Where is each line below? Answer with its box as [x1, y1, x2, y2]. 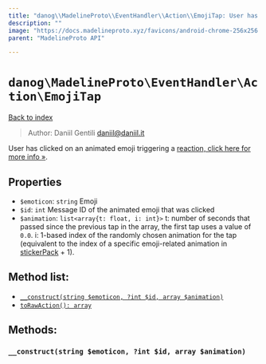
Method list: [8, 271, 69, 284]
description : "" [8, 19, 62, 27]
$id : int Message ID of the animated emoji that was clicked [19, 205, 215, 214]
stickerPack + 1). [19, 247, 75, 256]
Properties [8, 175, 62, 188]
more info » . [8, 152, 48, 162]
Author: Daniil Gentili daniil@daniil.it [27, 129, 145, 138]
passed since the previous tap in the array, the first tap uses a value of [19, 222, 252, 231]
